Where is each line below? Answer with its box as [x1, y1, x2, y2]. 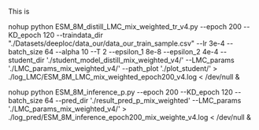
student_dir [8, 55, 45, 65]
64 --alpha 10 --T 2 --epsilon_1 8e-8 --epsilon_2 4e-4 [44, 47, 219, 56]
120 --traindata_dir [43, 31, 104, 39]
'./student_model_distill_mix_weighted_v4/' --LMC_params [46, 55, 235, 65]
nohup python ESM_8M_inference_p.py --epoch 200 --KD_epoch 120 [8, 87, 234, 97]
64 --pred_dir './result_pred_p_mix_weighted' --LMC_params [44, 96, 242, 105]
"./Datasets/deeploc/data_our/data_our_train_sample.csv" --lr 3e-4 [8, 39, 226, 48]
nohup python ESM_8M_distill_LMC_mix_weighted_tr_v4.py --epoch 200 [8, 22, 242, 31]
